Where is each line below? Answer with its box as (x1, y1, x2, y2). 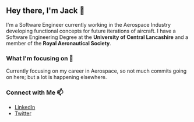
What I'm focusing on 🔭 (6, 54, 74, 62)
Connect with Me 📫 (6, 88, 64, 96)
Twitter (14, 110, 32, 117)
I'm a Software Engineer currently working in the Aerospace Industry (6, 21, 171, 28)
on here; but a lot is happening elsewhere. (6, 74, 107, 81)
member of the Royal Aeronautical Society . (6, 40, 112, 46)
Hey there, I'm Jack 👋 (6, 6, 85, 16)
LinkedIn (14, 104, 36, 111)
